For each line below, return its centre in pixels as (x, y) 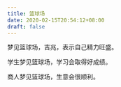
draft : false (26, 26)
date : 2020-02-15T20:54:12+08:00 (56, 20)
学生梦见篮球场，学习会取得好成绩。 (59, 62)
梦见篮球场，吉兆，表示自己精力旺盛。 (62, 47)
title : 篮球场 (26, 14)
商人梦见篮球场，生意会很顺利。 (53, 77)
